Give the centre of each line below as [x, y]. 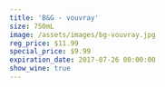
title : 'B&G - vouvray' [54, 18]
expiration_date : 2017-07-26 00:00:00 [82, 60]
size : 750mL [32, 26]
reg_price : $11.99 [44, 43]
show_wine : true [40, 69]
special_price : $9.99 [50, 52]
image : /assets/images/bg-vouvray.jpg [82, 34]
